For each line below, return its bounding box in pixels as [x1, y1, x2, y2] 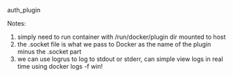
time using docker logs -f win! [17, 62, 103, 70]
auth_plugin [7, 6, 41, 14]
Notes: [7, 19, 26, 27]
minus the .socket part [17, 48, 82, 55]
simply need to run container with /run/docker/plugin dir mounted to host [17, 33, 226, 41]
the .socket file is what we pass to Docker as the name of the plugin [17, 40, 212, 48]
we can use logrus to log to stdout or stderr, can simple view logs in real [17, 55, 223, 63]
